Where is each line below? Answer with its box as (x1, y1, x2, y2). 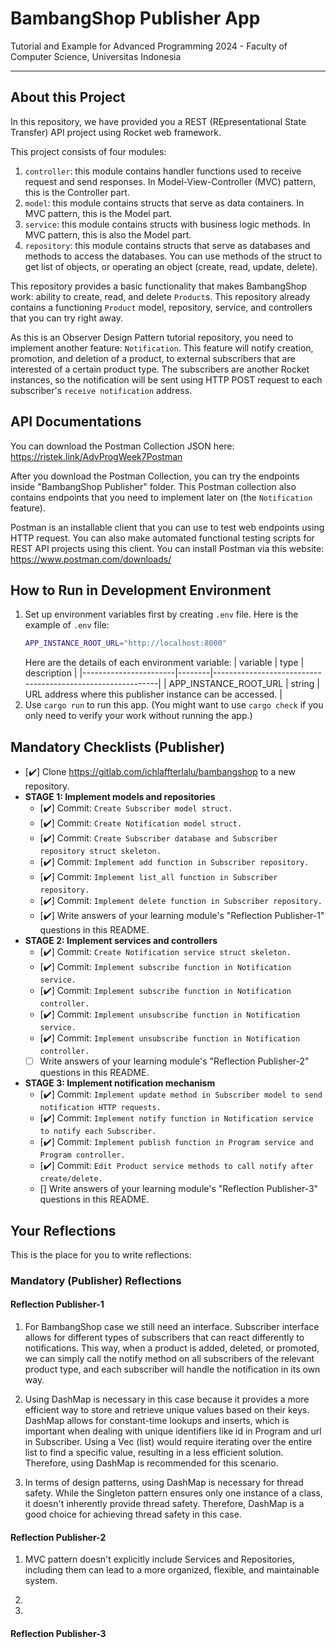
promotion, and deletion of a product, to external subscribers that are (10, 352, 296, 364)
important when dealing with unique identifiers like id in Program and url (24, 1425, 322, 1437)
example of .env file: (24, 619, 110, 631)
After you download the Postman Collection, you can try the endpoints (10, 470, 300, 482)
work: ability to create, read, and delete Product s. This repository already (10, 290, 311, 302)
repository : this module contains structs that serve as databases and (24, 239, 311, 251)
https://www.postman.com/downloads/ (10, 553, 172, 565)
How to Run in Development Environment (10, 582, 272, 599)
